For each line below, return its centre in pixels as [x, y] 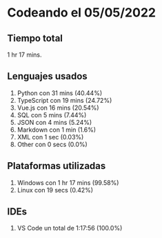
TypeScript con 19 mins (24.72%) [64, 100]
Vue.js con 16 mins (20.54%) [58, 108]
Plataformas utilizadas [57, 166]
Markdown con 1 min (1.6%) [57, 130]
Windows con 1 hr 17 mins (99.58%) [68, 182]
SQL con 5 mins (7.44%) [52, 115]
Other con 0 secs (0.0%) [52, 144]
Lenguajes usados [47, 76]
